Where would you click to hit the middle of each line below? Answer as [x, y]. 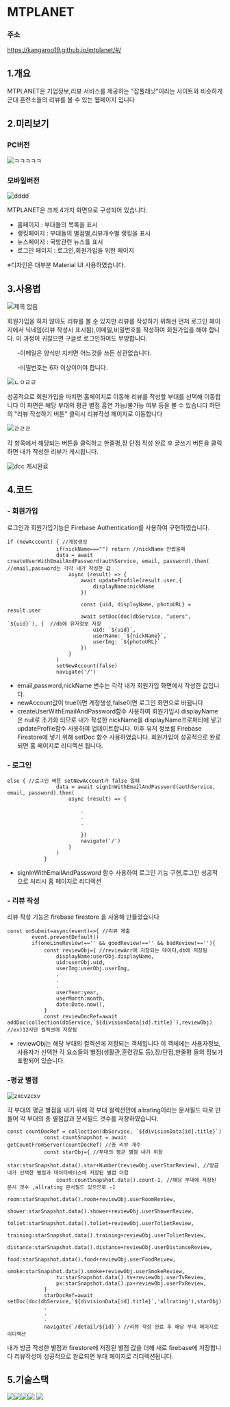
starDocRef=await [68, 1295]
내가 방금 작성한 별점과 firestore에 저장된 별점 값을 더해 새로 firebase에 [102, 1347]
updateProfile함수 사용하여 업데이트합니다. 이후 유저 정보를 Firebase [109, 728]
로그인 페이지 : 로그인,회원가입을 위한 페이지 [76, 251]
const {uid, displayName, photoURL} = [136, 604]
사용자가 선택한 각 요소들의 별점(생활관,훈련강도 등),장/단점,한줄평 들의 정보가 [120, 1052]
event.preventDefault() [65, 937]
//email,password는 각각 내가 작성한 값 [59, 568]
